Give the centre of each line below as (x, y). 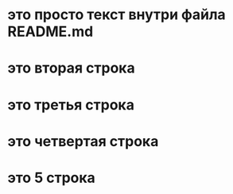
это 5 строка (52, 178)
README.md (50, 32)
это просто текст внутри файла (116, 15)
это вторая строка (72, 68)
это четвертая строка (83, 141)
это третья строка (71, 105)
